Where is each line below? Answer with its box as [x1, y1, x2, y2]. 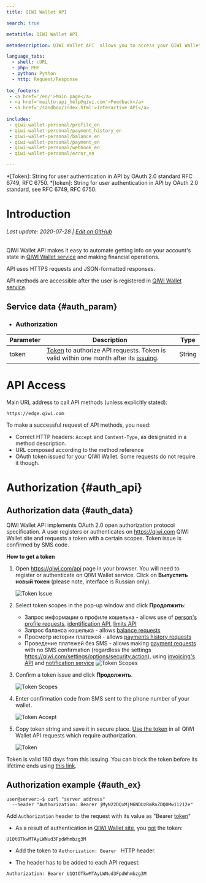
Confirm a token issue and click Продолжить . [15, 671, 133, 679]
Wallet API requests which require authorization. [15, 732, 137, 739]
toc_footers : [6, 87, 40, 94]
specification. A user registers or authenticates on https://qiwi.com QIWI [6, 528, 189, 535]
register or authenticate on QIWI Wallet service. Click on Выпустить [15, 572, 188, 579]
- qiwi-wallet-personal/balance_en [9, 133, 100, 139]
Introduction [6, 207, 71, 221]
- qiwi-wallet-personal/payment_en [9, 139, 100, 145]
